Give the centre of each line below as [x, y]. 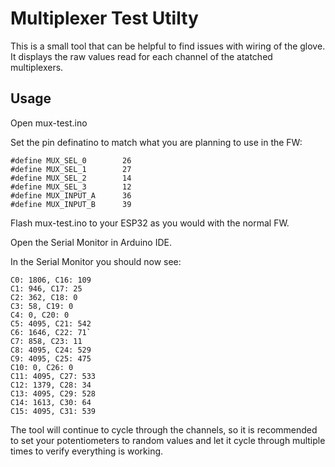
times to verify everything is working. [87, 451]
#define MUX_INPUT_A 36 [71, 195]
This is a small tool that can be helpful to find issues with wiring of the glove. [168, 46]
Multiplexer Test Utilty [104, 18]
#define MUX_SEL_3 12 [71, 187]
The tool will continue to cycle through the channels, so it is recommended [164, 429]
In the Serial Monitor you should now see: [96, 261]
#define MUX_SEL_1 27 [71, 169]
